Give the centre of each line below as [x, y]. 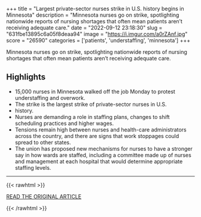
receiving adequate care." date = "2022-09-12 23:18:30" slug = [84, 27]
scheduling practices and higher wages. [64, 123]
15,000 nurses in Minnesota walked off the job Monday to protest [95, 91]
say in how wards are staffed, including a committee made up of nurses [103, 155]
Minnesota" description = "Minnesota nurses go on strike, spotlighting [93, 15]
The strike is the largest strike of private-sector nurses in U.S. [91, 104]
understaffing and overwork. [50, 97]
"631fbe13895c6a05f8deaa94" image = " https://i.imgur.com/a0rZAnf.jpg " [97, 34]
